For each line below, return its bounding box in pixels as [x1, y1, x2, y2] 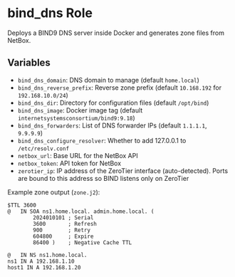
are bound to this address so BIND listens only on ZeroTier [17, 174, 189, 182]
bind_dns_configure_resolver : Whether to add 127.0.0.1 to [17, 136, 187, 145]
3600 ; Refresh [33, 220, 98, 227]
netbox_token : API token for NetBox [17, 159, 122, 167]
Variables [7, 57, 51, 69]
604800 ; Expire [33, 233, 94, 240]
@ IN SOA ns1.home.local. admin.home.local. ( [7, 208, 155, 215]
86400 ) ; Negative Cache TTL [33, 239, 132, 246]
